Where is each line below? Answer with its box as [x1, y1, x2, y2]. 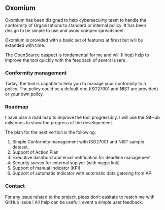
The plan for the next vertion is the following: [5, 129, 96, 135]
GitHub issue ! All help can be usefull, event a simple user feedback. [5, 199, 144, 205]
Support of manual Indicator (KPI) [12, 165, 81, 171]
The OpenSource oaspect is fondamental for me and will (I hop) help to [5, 52, 149, 58]
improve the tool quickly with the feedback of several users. [5, 57, 127, 63]
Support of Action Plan [12, 149, 59, 155]
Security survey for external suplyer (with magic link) [12, 160, 120, 166]
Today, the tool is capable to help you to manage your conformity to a [5, 81, 146, 87]
